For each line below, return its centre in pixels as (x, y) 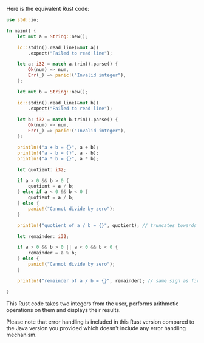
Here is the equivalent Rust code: (48, 9)
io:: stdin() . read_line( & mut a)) (58, 47)
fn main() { (21, 31)
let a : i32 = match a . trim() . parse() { (68, 64)
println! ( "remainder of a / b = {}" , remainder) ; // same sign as (103, 281)
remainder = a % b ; (53, 253)
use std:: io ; (23, 20)
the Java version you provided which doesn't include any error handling (96, 328)
